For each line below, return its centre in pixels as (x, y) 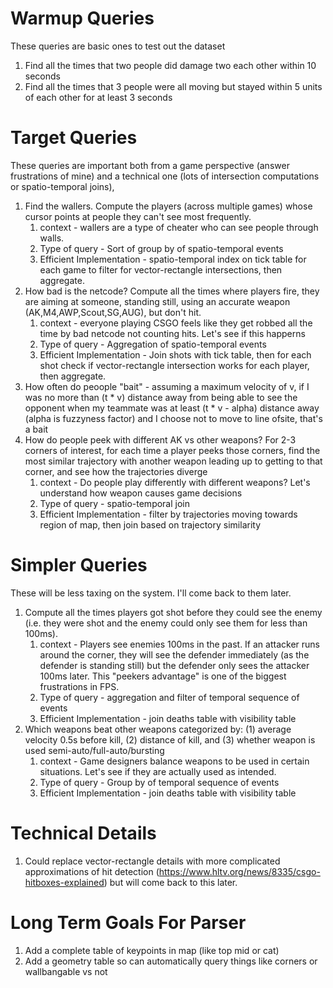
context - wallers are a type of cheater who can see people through (179, 227)
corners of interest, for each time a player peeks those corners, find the (172, 450)
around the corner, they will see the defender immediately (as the (174, 654)
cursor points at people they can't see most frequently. (138, 216)
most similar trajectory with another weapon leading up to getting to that (173, 461)
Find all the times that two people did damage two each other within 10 (170, 65)
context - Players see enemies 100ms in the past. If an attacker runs (179, 644)
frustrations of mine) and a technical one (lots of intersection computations (165, 176)
